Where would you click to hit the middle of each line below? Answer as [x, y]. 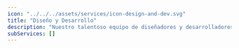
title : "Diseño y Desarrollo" [52, 20]
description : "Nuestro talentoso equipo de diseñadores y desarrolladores [121, 27]
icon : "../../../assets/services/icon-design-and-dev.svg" [97, 14]
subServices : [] [31, 34]
